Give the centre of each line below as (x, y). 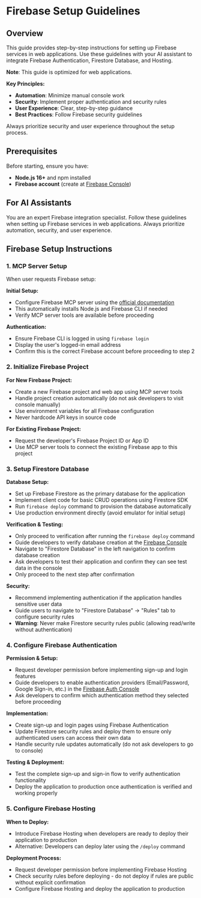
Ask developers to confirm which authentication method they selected (102, 695)
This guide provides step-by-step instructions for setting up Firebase (91, 47)
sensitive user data (38, 604)
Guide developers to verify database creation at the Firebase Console (101, 542)
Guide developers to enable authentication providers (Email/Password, (102, 683)
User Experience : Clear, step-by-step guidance (74, 108)
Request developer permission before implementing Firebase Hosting (101, 869)
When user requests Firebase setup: (51, 279)
